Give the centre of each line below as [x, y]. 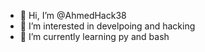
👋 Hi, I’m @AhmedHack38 [73, 15]
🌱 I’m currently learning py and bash [94, 36]
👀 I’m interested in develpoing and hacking [107, 26]
